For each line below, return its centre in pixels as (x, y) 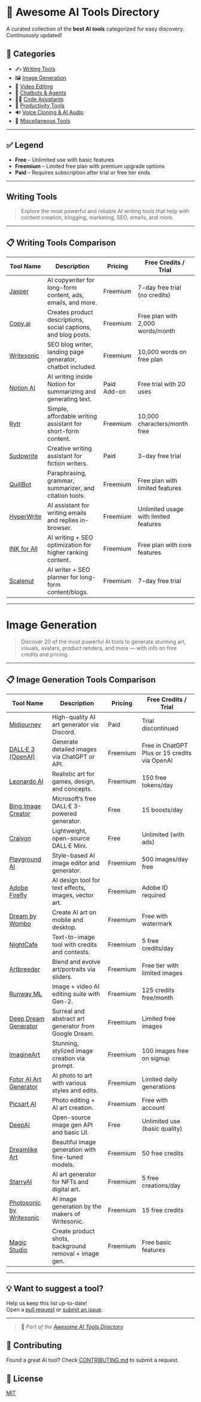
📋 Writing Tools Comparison (61, 243)
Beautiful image (74, 1142)
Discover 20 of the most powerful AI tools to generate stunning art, (103, 642)
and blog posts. (69, 335)
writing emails (67, 513)
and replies (63, 520)
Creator (20, 814)
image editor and (76, 863)
